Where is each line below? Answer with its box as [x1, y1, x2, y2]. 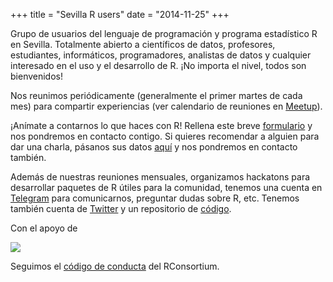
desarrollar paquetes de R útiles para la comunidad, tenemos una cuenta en [10, 182, 323, 193]
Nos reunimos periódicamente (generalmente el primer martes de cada [10, 90, 303, 101]
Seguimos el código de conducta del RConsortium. [10, 260, 220, 272]
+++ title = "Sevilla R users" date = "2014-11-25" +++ [10, 9, 230, 20]
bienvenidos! [10, 70, 63, 82]
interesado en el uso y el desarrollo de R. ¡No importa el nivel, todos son [10, 60, 307, 71]
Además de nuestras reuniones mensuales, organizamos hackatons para [10, 171, 311, 183]
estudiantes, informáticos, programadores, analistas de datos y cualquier [10, 49, 312, 61]
